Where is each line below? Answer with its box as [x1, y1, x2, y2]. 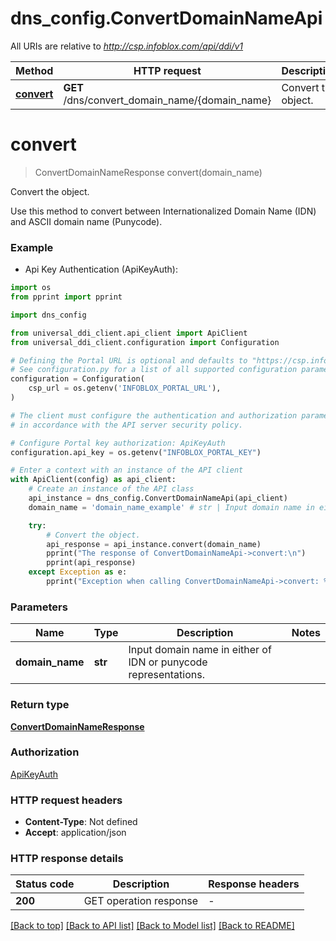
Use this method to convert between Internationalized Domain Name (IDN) [10, 205, 317, 217]
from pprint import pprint [10, 292, 123, 302]
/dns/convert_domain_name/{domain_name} [63, 93, 272, 107]
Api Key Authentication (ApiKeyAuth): [24, 263, 178, 276]
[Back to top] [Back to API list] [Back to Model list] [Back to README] [10, 920, 295, 932]
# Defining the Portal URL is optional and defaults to [10, 355, 248, 366]
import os [10, 283, 52, 293]
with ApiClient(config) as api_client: [10, 475, 177, 485]
